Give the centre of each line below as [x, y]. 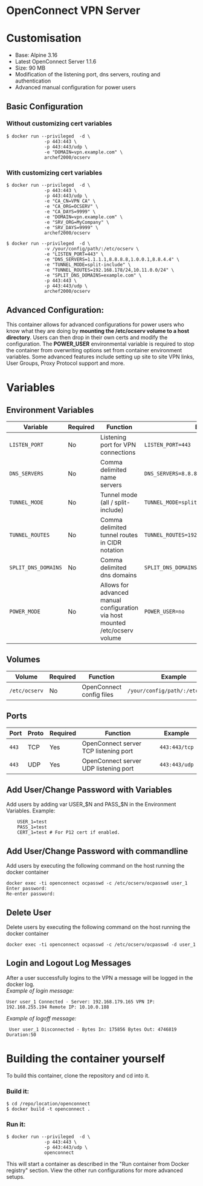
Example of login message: [40, 990]
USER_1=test [32, 822]
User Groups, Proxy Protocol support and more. [66, 363]
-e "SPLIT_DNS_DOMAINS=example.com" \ [93, 276]
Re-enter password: [31, 894]
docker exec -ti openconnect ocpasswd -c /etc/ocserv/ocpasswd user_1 [97, 883]
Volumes [23, 659]
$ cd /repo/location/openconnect [48, 1104]
